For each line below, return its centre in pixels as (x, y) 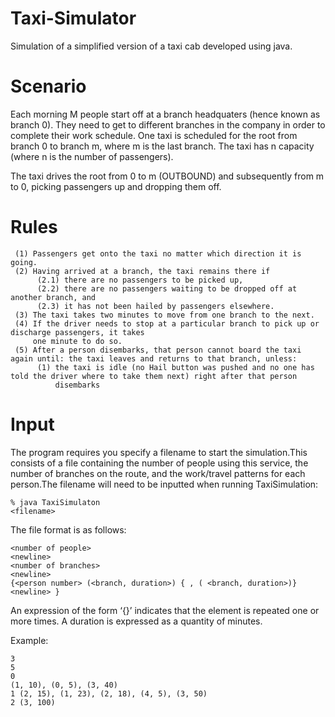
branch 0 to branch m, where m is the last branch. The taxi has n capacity (162, 146)
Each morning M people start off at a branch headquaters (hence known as (165, 114)
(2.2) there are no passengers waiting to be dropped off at (167, 288)
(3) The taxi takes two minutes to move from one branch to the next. (164, 315)
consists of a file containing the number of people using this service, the (159, 463)
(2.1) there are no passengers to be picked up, (140, 280)
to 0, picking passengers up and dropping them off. (116, 186)
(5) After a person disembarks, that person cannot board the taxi (158, 350)
